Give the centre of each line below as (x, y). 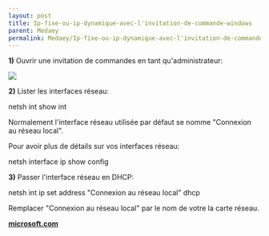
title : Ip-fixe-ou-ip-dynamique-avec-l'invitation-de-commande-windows (130, 23)
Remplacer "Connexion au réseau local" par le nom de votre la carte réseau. (134, 208)
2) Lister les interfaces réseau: (59, 91)
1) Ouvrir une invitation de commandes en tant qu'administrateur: (116, 61)
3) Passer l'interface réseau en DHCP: (71, 178)
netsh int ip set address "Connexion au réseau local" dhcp (104, 193)
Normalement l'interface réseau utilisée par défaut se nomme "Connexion (130, 122)
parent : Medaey (34, 30)
